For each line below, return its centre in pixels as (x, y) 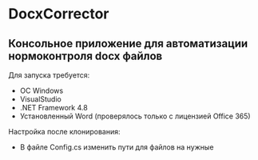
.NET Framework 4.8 (54, 108)
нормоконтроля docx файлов (85, 56)
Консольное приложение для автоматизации (128, 44)
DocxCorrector (59, 14)
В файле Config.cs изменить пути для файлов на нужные (117, 147)
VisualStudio (40, 99)
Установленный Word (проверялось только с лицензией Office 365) (135, 116)
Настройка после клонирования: (65, 132)
